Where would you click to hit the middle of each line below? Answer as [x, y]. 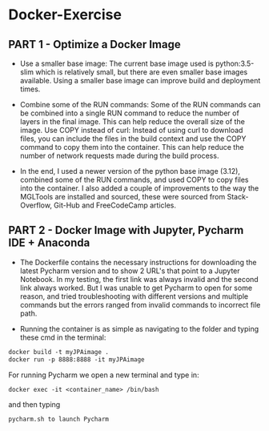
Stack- [238, 197]
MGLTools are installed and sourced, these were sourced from [122, 197]
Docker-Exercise [65, 15]
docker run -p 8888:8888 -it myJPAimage [77, 359]
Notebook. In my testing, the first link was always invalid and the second [139, 279]
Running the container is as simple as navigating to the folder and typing [139, 328]
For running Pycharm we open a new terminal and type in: [104, 375]
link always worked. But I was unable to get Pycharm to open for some [136, 288]
